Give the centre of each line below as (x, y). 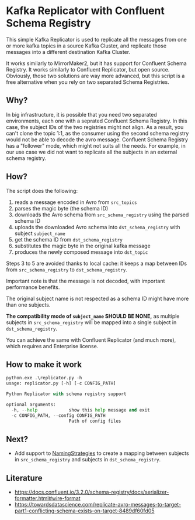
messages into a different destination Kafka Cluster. (68, 52)
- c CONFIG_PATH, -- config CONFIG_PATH (59, 415)
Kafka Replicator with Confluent (86, 11)
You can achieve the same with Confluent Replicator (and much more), (91, 340)
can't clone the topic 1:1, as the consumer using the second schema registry (97, 133)
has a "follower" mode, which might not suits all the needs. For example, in (96, 145)
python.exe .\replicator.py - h (44, 378)
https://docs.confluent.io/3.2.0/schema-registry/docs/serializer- (92, 492)
